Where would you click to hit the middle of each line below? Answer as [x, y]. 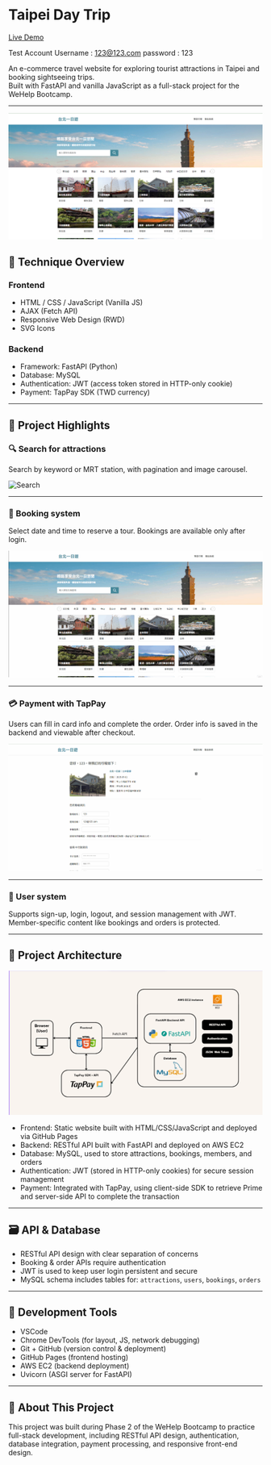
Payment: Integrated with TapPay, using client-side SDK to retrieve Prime [141, 1187]
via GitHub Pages [49, 1136]
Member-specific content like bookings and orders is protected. [114, 923]
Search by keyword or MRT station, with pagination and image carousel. [128, 470]
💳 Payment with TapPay [57, 703]
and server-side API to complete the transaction [100, 1196]
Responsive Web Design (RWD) [72, 319]
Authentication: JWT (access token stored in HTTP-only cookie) [126, 384]
